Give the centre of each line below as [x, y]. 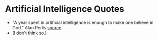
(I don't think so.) [29, 33]
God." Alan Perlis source [37, 27]
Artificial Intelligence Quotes [65, 9]
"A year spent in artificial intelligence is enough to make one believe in [83, 22]
